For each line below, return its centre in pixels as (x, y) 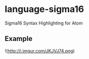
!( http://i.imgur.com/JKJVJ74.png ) (40, 50)
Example (19, 39)
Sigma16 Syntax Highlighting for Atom (44, 23)
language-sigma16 (44, 9)
